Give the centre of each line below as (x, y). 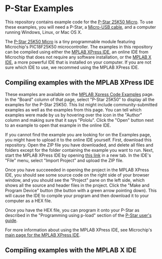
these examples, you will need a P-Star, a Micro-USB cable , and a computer (81, 27)
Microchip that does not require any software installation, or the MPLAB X (78, 57)
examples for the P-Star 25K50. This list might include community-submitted (81, 104)
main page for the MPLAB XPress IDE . (43, 235)
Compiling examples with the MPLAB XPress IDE (80, 83)
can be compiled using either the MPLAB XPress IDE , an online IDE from (77, 52)
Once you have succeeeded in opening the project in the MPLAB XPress (77, 170)
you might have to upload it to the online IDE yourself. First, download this (78, 140)
